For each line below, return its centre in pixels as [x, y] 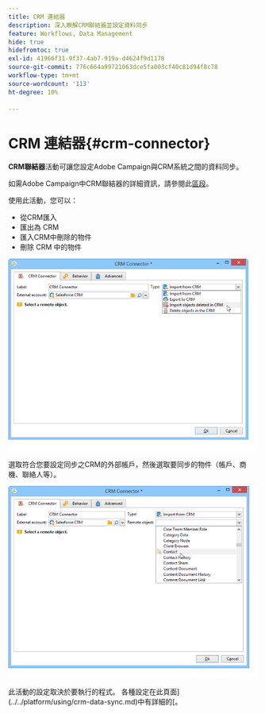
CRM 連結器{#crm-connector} [109, 143]
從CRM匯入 [38, 218]
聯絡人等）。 [41, 474]
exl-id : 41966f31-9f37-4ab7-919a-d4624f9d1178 [86, 59]
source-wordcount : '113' [49, 83]
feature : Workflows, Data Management [71, 33]
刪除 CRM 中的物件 [50, 247]
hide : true [26, 42]
